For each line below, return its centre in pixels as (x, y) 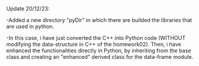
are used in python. (30, 26)
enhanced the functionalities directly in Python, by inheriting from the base (99, 51)
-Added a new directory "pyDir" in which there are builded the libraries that (99, 20)
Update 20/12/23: (28, 9)
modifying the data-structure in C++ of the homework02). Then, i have (94, 44)
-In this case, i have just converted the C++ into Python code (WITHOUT (96, 38)
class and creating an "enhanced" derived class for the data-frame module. (100, 57)
